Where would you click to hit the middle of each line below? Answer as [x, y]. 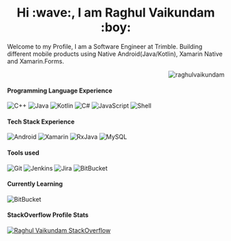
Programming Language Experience [60, 90]
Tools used [23, 153]
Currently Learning [35, 184]
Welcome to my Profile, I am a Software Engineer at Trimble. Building [105, 46]
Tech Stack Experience [41, 122]
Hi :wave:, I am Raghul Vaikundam [116, 13]
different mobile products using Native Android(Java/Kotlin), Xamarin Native [115, 54]
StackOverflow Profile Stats [48, 215]
